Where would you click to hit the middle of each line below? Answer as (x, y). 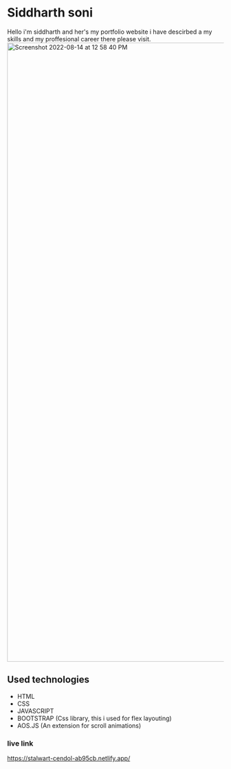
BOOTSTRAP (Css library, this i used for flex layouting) (94, 718)
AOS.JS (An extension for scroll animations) (79, 725)
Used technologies (48, 680)
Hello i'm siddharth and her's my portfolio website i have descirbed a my (110, 32)
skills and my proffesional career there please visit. (79, 39)
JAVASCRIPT (35, 711)
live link (20, 743)
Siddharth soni (50, 13)
